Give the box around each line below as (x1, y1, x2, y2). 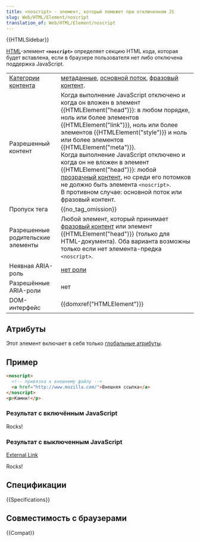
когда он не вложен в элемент (60, 158, 149, 167)
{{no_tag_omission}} (60, 205, 117, 214)
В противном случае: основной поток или (60, 188, 182, 196)
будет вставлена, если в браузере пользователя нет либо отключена (6, 54, 183, 61)
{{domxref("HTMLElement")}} (60, 300, 144, 308)
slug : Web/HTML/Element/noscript (6, 14, 89, 20)
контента (9, 81, 36, 90)
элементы (9, 241, 39, 250)
